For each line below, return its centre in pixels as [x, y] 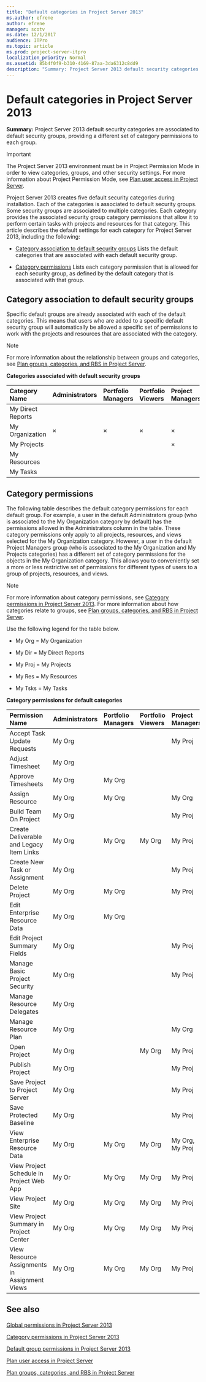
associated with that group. [50, 280]
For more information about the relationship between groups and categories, [103, 358]
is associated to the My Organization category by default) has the [89, 521]
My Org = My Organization [49, 640]
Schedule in [27, 1173]
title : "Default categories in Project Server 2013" [75, 12]
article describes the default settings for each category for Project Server [99, 230]
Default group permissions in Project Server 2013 [68, 1349]
